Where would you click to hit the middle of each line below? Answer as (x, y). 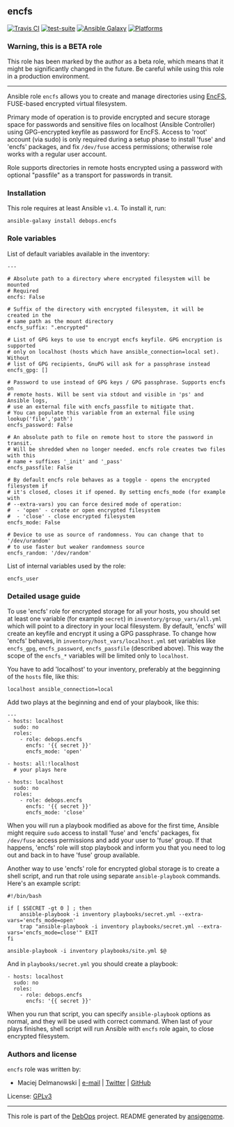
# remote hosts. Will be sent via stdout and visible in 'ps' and (106, 394)
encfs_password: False (40, 425)
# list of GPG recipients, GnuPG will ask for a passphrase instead (109, 364)
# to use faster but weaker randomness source (76, 547)
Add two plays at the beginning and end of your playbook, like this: (103, 702)
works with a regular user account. (57, 154)
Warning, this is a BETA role (55, 46)
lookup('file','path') (40, 419)
